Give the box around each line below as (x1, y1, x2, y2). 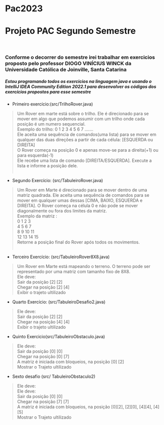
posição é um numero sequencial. (17, 121, 86, 127)
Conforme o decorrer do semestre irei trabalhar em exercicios (5, 54, 155, 61)
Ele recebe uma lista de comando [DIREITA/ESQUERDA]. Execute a (17, 158, 152, 163)
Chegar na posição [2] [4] (17, 284, 70, 290)
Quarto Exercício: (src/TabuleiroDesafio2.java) (12, 299, 106, 305)
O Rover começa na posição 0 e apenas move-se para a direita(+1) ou (17, 147, 159, 153)
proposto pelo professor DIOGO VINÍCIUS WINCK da (5, 60, 132, 67)
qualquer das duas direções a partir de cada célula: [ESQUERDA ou (17, 137, 153, 143)
